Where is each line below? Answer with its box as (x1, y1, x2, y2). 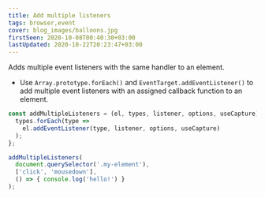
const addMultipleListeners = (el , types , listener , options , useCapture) (8, 110, 259, 118)
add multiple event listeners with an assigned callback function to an (19, 86, 243, 95)
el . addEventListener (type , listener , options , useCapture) (22, 124, 221, 133)
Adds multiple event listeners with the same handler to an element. (8, 62, 225, 72)
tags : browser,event (8, 19, 77, 27)
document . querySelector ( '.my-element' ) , (15, 161, 150, 169)
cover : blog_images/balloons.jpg (8, 26, 118, 34)
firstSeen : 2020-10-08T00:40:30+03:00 (8, 33, 136, 42)
